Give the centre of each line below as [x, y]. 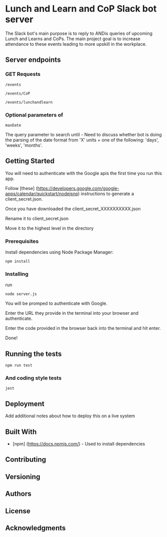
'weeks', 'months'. [24, 145]
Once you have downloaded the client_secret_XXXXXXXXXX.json [73, 209]
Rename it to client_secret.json [37, 218]
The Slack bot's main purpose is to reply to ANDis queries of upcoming [79, 33]
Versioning [23, 476]
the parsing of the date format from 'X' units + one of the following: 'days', [82, 140]
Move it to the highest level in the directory [50, 228]
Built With [21, 432]
